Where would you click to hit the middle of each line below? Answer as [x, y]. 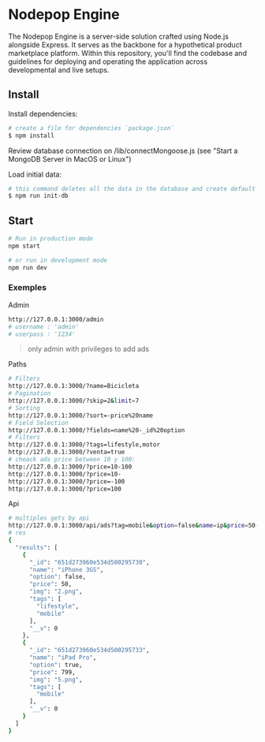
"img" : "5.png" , [56, 680]
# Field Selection [38, 423]
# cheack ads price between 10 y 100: [72, 460]
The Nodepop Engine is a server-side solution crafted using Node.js [118, 36]
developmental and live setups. [59, 69]
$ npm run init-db [38, 196]
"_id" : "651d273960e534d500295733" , [89, 651]
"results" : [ [37, 547]
